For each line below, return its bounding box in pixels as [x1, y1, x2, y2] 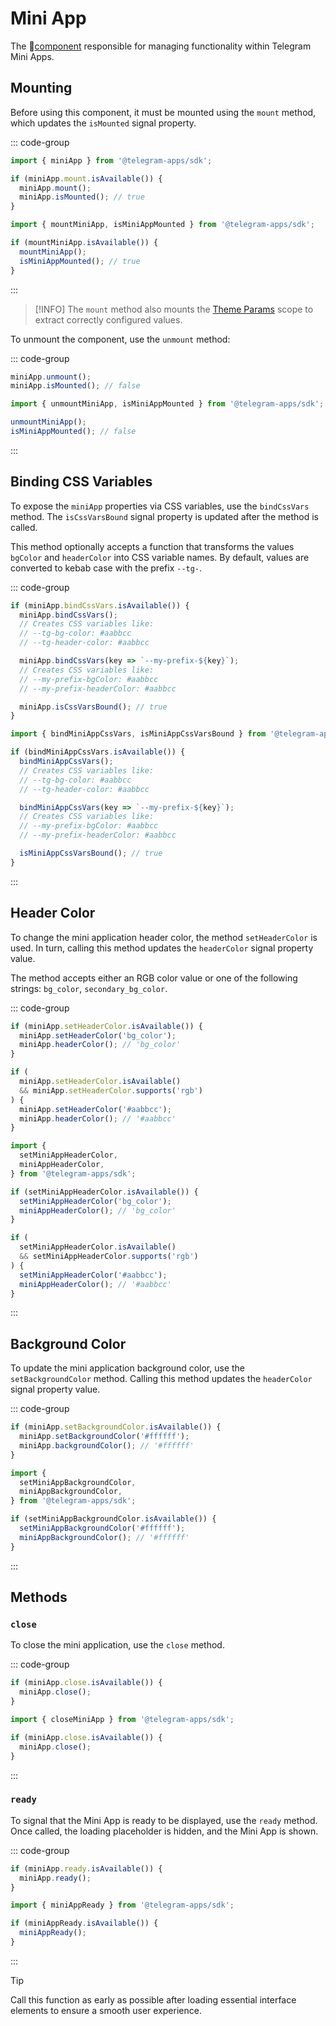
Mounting [10, 80, 73, 97]
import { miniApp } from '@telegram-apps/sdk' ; [10, 155, 213, 166]
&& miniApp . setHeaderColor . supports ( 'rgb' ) [19, 1085, 203, 1096]
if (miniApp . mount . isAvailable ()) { [10, 173, 163, 184]
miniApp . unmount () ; [10, 372, 92, 382]
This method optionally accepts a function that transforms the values [10, 540, 295, 552]
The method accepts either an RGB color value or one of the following [10, 972, 298, 984]
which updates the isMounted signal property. [10, 117, 197, 129]
